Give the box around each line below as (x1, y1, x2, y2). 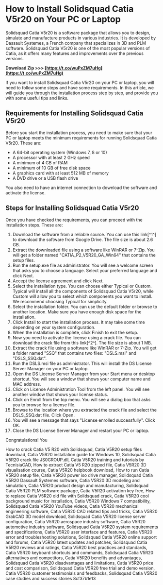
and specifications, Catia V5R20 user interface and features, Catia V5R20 (5, 529, 152, 535)
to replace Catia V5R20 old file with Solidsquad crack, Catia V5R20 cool (5, 493, 149, 499)
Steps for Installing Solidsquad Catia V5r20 (5, 204, 139, 212)
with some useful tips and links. (5, 95, 69, 101)
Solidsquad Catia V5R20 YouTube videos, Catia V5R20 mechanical (5, 503, 139, 509)
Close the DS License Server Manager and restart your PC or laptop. (12, 428, 149, 433)
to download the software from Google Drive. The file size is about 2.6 (12, 237, 153, 242)
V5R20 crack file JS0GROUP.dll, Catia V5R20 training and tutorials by (5, 457, 145, 463)
